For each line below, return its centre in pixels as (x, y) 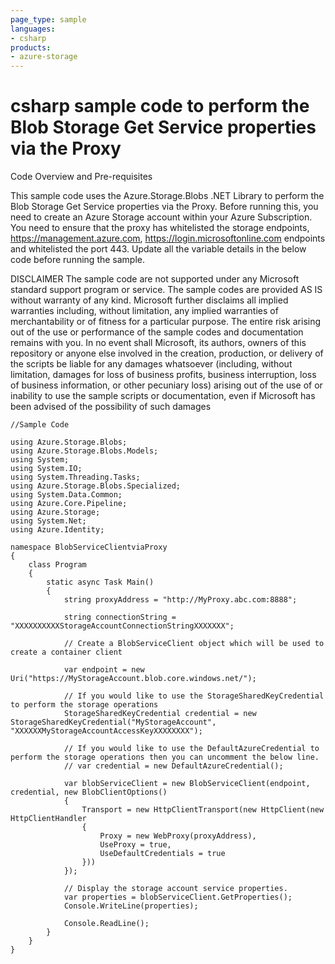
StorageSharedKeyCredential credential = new (160, 714)
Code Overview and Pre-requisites (81, 177)
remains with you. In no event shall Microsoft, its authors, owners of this (158, 343)
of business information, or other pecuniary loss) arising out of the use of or (166, 385)
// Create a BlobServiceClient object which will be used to (194, 644)
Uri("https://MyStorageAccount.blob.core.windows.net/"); (133, 679)
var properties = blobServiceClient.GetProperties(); (178, 897)
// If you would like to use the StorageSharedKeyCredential (194, 696)
